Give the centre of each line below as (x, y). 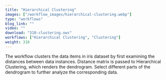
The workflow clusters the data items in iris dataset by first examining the (80, 56)
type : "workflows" (24, 19)
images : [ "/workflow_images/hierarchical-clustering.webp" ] (69, 14)
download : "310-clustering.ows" (38, 33)
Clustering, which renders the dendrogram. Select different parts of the (78, 67)
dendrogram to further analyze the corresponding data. (62, 72)
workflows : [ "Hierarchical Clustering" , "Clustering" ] (63, 38)
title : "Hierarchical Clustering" (41, 10)
